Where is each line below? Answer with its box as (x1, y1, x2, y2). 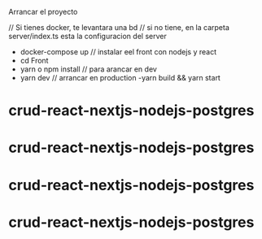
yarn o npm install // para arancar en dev (20, 64, 157, 74)
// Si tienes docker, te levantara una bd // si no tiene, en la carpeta (8, 23, 230, 32)
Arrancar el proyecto (8, 7, 78, 16)
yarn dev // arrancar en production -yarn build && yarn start (20, 73, 221, 82)
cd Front (20, 56, 49, 65)
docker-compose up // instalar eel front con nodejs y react (20, 47, 217, 56)
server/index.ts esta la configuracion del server (8, 32, 167, 41)
